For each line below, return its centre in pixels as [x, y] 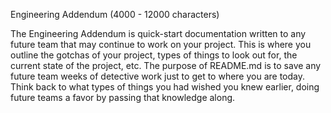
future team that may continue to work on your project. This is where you [161, 44]
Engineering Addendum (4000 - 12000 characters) [115, 14]
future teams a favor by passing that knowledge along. [123, 97]
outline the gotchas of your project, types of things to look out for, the [154, 55]
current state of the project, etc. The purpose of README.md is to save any [166, 65]
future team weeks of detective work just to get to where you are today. [158, 76]
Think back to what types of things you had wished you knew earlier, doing [165, 87]
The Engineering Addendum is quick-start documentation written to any [158, 33]
